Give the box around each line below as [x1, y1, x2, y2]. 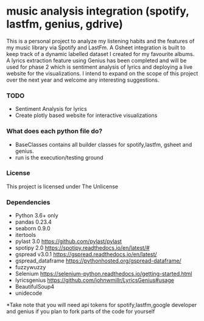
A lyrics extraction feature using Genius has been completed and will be [6, 57, 187, 64]
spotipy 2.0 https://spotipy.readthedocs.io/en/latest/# [15, 244, 150, 252]
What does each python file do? [6, 127, 102, 135]
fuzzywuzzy [15, 264, 46, 271]
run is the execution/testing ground [15, 153, 104, 161]
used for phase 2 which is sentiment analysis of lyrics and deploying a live [6, 63, 193, 71]
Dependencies [6, 198, 51, 206]
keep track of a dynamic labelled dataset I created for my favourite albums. [6, 50, 195, 57]
